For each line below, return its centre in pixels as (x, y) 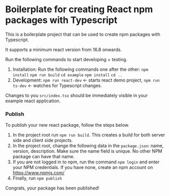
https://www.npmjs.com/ (39, 173)
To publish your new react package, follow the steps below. (67, 125)
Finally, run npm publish (37, 178)
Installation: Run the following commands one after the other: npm (80, 69)
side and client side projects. (43, 141)
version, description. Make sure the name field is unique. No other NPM (87, 151)
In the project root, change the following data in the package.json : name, (88, 146)
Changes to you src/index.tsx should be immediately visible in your (77, 95)
